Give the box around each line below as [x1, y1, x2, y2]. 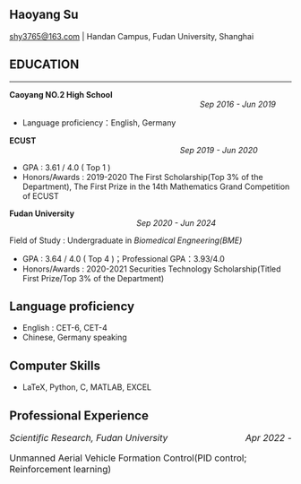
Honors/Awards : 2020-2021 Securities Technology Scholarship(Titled [21, 264, 281, 274]
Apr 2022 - [245, 432, 292, 445]
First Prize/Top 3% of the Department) [21, 272, 165, 283]
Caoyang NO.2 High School [9, 89, 113, 99]
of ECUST [21, 190, 60, 201]
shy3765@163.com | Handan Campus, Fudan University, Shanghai [9, 30, 254, 41]
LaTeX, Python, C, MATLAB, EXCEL [21, 382, 152, 393]
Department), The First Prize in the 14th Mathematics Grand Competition [21, 181, 290, 192]
